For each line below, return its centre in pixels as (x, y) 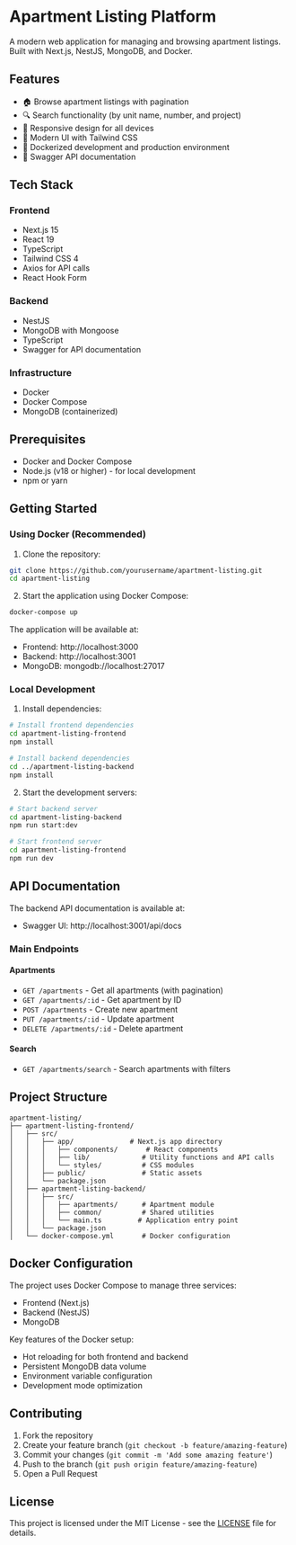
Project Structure (58, 1098)
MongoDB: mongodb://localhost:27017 (94, 666)
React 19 (38, 239)
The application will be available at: (74, 630)
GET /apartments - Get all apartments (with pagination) (123, 990)
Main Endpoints (44, 949)
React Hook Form (54, 278)
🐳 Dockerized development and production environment (126, 147)
